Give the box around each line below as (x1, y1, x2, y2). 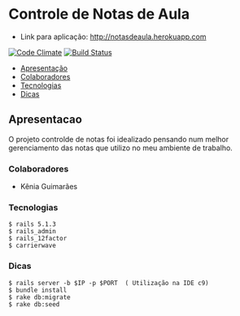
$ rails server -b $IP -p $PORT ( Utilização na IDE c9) (8, 279, 209, 287)
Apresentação (20, 63, 68, 73)
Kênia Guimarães (20, 182, 78, 192)
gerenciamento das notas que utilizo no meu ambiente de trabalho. (8, 143, 233, 153)
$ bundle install (8, 286, 68, 294)
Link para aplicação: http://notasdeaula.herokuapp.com (20, 32, 207, 41)
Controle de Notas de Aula (8, 5, 190, 24)
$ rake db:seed (8, 300, 60, 309)
